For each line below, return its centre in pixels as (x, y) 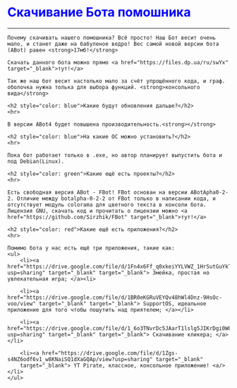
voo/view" (22, 304)
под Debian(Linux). (36, 161)
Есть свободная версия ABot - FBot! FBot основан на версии (98, 192)
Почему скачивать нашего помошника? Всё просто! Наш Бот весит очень (112, 37)
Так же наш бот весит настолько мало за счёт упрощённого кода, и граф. (116, 81)
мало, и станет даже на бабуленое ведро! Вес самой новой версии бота (113, 44)
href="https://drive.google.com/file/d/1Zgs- (110, 353)
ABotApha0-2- (209, 192)
